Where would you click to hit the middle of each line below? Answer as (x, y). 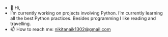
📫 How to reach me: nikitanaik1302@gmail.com (60, 29)
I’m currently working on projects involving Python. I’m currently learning (86, 13)
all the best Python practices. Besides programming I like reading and (83, 18)
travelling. (21, 23)
